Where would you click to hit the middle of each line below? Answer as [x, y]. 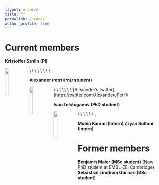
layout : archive [22, 10]
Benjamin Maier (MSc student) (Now [115, 162]
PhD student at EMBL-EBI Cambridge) [116, 167]
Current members [42, 48]
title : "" [15, 14]
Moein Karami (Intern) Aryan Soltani [115, 124]
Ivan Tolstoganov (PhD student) [86, 105]
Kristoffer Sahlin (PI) [26, 61]
